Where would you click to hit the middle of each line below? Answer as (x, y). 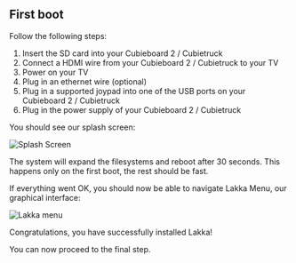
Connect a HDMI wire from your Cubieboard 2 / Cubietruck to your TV (150, 62)
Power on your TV (55, 72)
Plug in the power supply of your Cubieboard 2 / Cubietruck (132, 109)
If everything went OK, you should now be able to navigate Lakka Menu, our (148, 188)
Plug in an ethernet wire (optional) (84, 81)
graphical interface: (45, 197)
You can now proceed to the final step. (80, 249)
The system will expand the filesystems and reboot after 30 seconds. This (144, 161)
